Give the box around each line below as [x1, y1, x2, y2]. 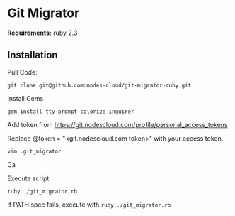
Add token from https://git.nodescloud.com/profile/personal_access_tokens [7, 120, 228, 129]
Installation [7, 49, 58, 61]
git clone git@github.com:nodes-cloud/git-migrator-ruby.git [7, 82, 192, 89]
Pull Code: [7, 67, 38, 76]
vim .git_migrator [7, 148, 62, 155]
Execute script [7, 174, 50, 183]
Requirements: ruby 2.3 [7, 28, 78, 37]
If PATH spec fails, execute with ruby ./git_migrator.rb [7, 200, 171, 209]
